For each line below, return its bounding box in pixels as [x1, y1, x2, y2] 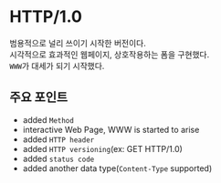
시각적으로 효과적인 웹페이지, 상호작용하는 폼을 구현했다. [9, 48, 210, 60]
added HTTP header [22, 134, 95, 145]
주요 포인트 [9, 89, 68, 106]
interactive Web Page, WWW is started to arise [22, 124, 200, 135]
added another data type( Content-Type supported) [22, 162, 213, 174]
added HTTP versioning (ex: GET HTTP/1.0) [22, 143, 183, 154]
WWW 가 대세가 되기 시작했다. [9, 60, 105, 71]
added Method [22, 114, 75, 125]
